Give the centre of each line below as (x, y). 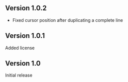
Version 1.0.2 (26, 8)
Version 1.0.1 (25, 36)
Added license (20, 48)
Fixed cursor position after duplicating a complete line (67, 20)
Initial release (19, 75)
